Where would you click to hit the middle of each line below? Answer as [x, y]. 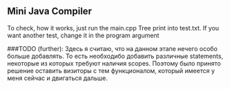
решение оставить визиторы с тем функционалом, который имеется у [111, 70]
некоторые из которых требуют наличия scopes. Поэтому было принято [114, 63]
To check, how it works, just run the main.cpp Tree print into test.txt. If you [113, 28]
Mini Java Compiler [49, 11]
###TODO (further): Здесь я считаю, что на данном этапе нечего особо [112, 48]
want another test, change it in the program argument [83, 35]
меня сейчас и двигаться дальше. [58, 78]
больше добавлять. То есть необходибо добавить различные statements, [115, 56]
